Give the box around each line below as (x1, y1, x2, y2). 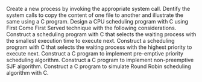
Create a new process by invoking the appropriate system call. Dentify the (6, 5, 191, 12)
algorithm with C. (6, 69, 49, 76)
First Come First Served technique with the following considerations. (6, 24, 177, 31)
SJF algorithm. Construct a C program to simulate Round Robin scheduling (6, 63, 191, 70)
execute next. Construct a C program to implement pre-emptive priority (6, 50, 184, 57)
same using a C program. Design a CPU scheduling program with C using (6, 18, 189, 25)
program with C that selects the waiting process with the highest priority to (6, 43, 192, 51)
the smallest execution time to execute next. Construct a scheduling (6, 37, 175, 44)
